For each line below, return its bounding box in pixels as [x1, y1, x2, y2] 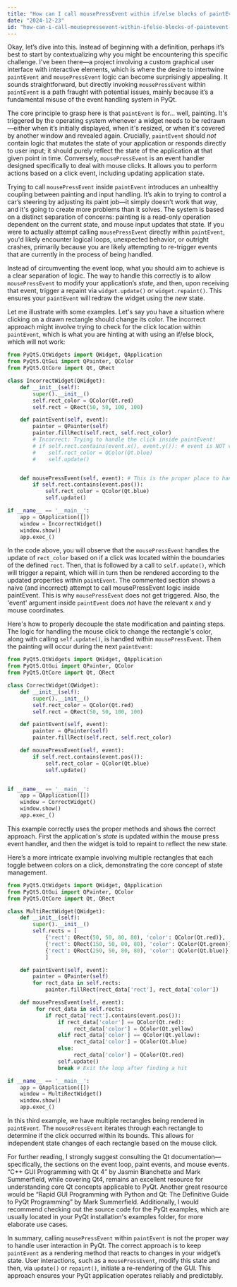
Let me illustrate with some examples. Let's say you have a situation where [7, 308, 224, 316]
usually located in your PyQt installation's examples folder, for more [7, 1213, 203, 1221]
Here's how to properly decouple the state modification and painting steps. [7, 619, 226, 629]
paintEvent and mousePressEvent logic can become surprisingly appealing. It [7, 73, 228, 81]
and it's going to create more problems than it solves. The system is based [7, 206, 224, 214]
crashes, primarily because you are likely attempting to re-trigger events [7, 243, 217, 251]
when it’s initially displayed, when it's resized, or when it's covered [31, 124, 226, 133]
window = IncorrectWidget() [20, 520, 102, 527]
